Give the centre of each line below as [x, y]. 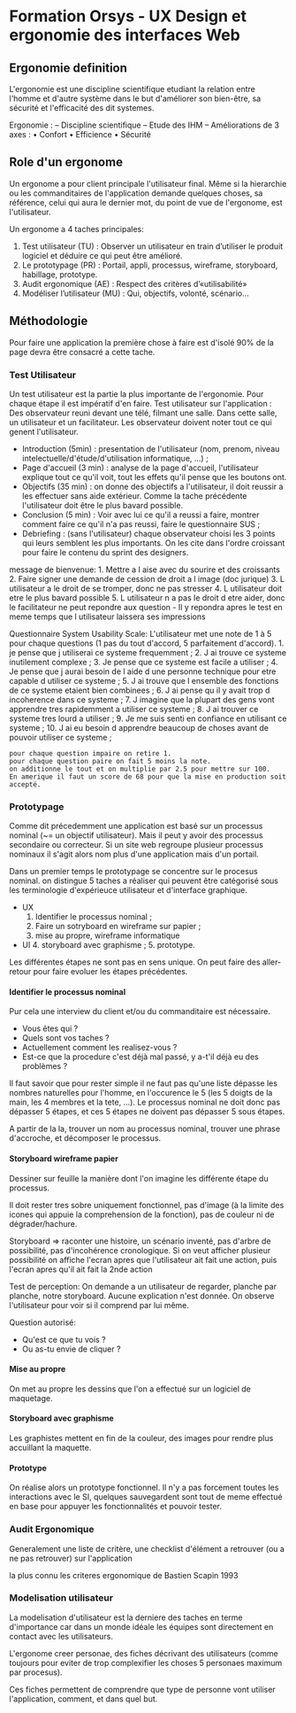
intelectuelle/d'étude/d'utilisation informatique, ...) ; [115, 458]
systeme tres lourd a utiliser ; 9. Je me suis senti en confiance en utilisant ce [148, 718]
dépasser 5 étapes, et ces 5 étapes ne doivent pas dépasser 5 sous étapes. [147, 1112]
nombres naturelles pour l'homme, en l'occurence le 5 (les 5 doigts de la [141, 1093]
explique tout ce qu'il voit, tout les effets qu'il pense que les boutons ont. [154, 477]
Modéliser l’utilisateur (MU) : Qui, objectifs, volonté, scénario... [135, 293]
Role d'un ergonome [66, 163]
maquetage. [31, 1398]
